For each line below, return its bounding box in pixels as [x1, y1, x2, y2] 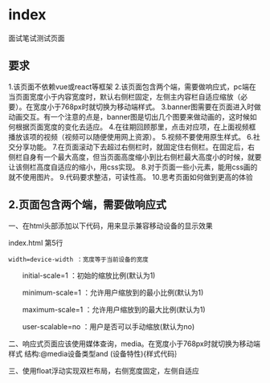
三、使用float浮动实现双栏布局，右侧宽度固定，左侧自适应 [8, 365, 199, 375]
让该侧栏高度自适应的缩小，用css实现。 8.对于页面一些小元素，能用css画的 [8, 162, 258, 172]
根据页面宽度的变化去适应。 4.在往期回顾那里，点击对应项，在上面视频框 [14, 122, 256, 132]
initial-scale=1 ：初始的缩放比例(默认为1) [22, 271, 156, 280]
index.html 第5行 [8, 238, 63, 247]
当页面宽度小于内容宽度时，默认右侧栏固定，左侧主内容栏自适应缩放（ [8, 92, 241, 101]
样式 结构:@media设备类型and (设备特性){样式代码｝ [8, 348, 182, 358]
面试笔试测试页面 [8, 33, 65, 43]
